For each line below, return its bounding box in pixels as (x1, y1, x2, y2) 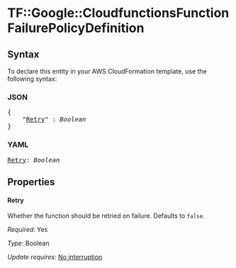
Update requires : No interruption (7, 253, 103, 262)
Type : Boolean (7, 239, 50, 247)
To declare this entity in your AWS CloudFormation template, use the (7, 67, 207, 75)
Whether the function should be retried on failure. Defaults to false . (7, 211, 205, 220)
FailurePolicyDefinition (7, 20, 145, 36)
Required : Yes (7, 225, 48, 234)
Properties (7, 176, 55, 188)
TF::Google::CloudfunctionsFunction (7, 5, 230, 21)
